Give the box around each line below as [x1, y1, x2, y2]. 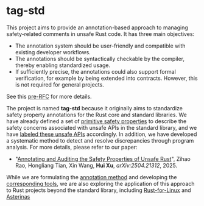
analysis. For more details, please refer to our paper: [6, 143, 138, 151]
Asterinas [6, 193, 30, 200]
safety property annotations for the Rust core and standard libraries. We [6, 111, 187, 118]
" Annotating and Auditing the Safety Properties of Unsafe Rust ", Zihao [15, 155, 191, 162]
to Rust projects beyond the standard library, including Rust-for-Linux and [6, 186, 191, 194]
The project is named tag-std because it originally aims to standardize [6, 104, 183, 112]
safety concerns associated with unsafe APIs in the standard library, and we [6, 124, 197, 131]
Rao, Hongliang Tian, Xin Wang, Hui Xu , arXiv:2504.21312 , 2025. [15, 162, 178, 169]
